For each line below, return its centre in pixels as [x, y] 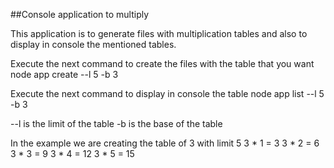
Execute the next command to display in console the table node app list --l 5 [167, 93]
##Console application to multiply [80, 14]
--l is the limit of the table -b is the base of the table [116, 123]
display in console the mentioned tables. [93, 44]
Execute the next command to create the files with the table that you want [162, 63]
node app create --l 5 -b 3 [64, 74]
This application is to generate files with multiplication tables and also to [159, 33]
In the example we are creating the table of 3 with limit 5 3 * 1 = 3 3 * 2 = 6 [165, 143]
